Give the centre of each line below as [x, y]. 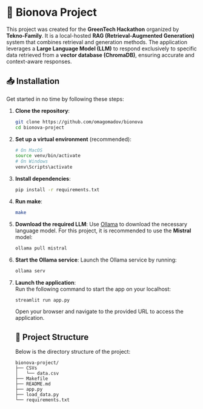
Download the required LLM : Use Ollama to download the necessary [101, 224]
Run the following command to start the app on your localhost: [93, 289]
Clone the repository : [42, 110]
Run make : [28, 201]
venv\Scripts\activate [44, 167]
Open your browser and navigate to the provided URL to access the [99, 311]
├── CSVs [26, 368]
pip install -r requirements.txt [57, 190]
